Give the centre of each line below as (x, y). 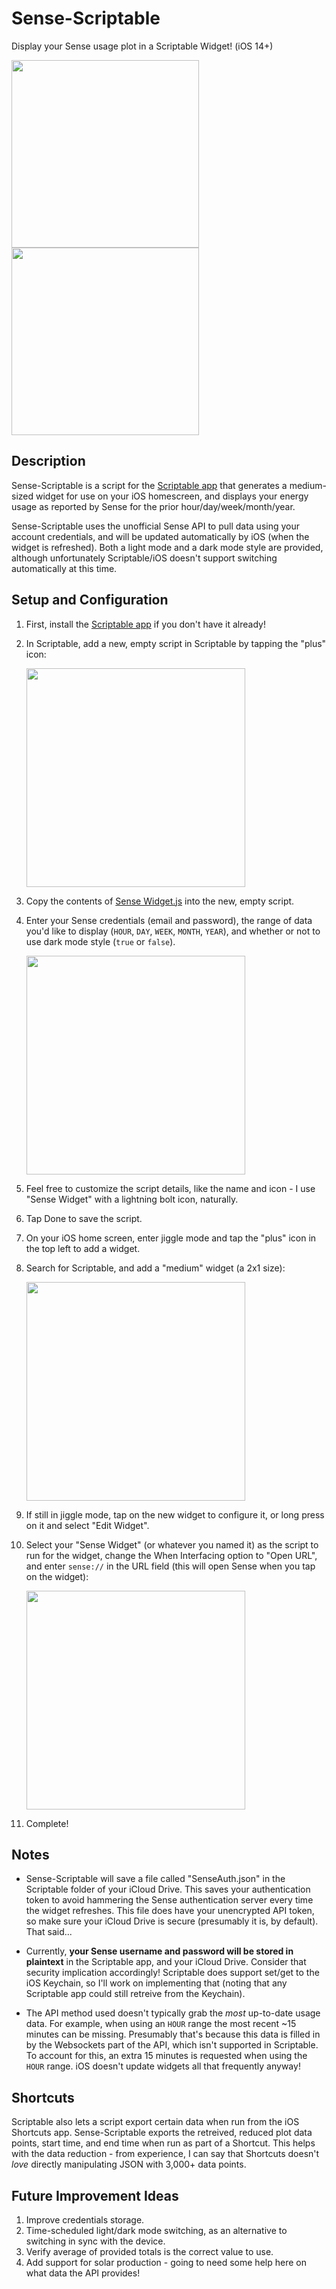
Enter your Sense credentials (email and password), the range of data (169, 920)
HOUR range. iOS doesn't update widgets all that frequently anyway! (163, 2066)
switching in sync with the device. (95, 2241)
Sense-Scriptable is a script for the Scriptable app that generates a (149, 485)
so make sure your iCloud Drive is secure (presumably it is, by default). (172, 1921)
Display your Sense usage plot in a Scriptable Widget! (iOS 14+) (142, 46)
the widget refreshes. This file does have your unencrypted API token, (170, 1911)
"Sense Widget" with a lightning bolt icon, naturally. (132, 1199)
